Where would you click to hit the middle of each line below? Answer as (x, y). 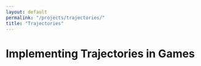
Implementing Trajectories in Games (100, 53)
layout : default (26, 12)
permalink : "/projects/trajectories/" (55, 18)
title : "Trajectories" (35, 23)
